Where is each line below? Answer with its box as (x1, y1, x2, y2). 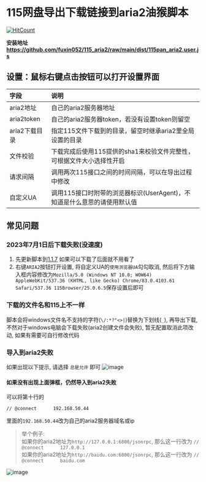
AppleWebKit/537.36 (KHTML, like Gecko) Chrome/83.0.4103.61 (15, 278, 175, 284)
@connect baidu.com (21, 458, 85, 464)
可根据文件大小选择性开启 (51, 156, 125, 165)
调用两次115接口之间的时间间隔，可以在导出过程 (51, 168, 192, 176)
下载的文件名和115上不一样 (6, 301, 85, 309)
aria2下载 (9, 126, 37, 135)
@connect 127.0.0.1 (21, 445, 85, 451)
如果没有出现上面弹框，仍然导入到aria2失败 (6, 378, 116, 386)
